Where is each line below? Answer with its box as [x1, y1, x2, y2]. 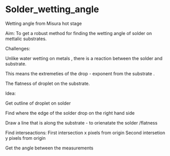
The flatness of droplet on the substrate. [5, 80, 90, 86]
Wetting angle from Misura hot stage [5, 20, 82, 26]
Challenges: [5, 45, 31, 51]
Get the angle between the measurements [5, 145, 94, 151]
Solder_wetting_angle [5, 4, 99, 15]
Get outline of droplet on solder [5, 100, 71, 106]
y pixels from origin [5, 135, 46, 141]
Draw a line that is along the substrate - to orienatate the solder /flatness [5, 119, 158, 126]
